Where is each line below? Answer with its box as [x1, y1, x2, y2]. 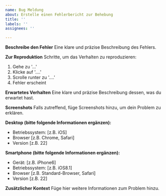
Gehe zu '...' [12, 64, 37, 70]
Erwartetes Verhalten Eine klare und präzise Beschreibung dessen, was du [5, 89, 161, 95]
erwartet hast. [5, 95, 34, 101]
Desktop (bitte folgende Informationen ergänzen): [5, 120, 111, 126]
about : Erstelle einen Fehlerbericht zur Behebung [5, 12, 113, 17]
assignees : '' [5, 26, 35, 31]
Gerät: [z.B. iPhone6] [12, 159, 56, 166]
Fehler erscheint [12, 80, 47, 86]
